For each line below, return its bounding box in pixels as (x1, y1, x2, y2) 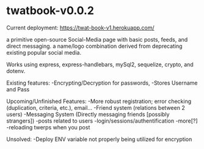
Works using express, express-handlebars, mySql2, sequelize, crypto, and (6, 61, 194, 68)
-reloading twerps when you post (6, 123, 90, 131)
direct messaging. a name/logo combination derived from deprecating (6, 42, 183, 50)
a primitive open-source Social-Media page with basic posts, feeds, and (6, 36, 188, 43)
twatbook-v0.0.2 (6, 4, 95, 18)
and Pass (6, 85, 30, 93)
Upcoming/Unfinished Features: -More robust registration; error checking (6, 97, 192, 105)
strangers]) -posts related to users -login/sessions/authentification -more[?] (6, 117, 198, 124)
